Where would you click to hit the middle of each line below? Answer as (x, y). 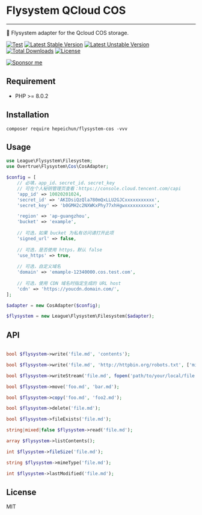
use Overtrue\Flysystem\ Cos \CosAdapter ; (58, 167)
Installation (28, 115)
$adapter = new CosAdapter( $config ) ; (54, 305)
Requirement (31, 82)
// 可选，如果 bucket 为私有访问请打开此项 (66, 233)
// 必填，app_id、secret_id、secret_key (66, 183)
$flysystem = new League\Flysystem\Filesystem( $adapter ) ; (80, 316)
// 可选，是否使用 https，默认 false (60, 250)
